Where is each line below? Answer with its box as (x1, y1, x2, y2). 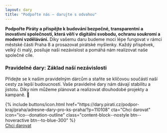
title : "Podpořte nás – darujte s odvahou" (5, 12, 97, 17)
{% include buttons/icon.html (5, 101, 65, 107)
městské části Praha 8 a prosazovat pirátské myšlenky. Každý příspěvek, (5, 41, 155, 47)
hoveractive (5, 117, 30, 123)
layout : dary (5, 7, 32, 12)
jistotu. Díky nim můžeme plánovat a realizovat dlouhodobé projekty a (5, 86, 148, 92)
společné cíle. (5, 52, 34, 58)
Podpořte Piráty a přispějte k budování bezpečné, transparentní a (5, 25, 144, 31)
